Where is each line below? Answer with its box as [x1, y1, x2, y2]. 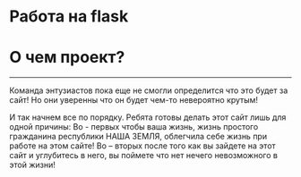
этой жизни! [9, 159, 56, 171]
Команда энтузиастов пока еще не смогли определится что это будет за [9, 85, 288, 96]
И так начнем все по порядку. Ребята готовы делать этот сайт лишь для [9, 112, 287, 122]
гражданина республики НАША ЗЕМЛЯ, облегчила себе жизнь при [9, 131, 267, 142]
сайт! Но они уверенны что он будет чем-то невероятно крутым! [9, 95, 258, 105]
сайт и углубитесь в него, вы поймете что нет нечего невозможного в [9, 150, 278, 161]
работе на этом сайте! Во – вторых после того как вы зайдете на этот [9, 140, 276, 151]
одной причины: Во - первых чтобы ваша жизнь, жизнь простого [9, 122, 259, 132]
